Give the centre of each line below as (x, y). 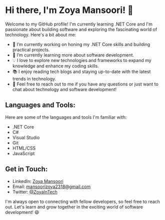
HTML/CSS (24, 148)
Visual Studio (26, 137)
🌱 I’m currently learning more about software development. (73, 55)
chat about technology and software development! (64, 89)
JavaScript (23, 153)
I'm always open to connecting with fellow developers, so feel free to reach (82, 201)
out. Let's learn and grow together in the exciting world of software (74, 206)
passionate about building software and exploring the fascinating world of (81, 29)
